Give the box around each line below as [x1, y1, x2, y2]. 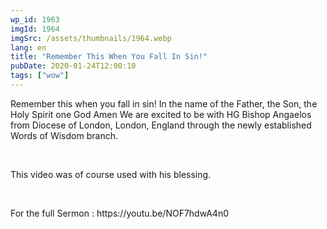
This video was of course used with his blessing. [10, 168, 212, 180]
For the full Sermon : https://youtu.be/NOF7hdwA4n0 [10, 207, 229, 219]
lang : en [10, 42, 47, 53]
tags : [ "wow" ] [10, 71, 70, 81]
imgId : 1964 [10, 24, 60, 34]
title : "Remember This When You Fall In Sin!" [10, 52, 208, 62]
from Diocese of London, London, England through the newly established [10, 119, 312, 131]
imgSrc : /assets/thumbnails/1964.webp [10, 33, 172, 43]
